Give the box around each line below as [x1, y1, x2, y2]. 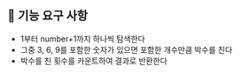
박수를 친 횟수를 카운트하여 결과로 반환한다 [20, 55, 168, 66]
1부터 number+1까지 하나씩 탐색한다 [20, 33, 146, 44]
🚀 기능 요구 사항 [7, 8, 89, 24]
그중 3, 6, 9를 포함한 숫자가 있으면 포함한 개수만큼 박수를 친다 [20, 44, 233, 55]
